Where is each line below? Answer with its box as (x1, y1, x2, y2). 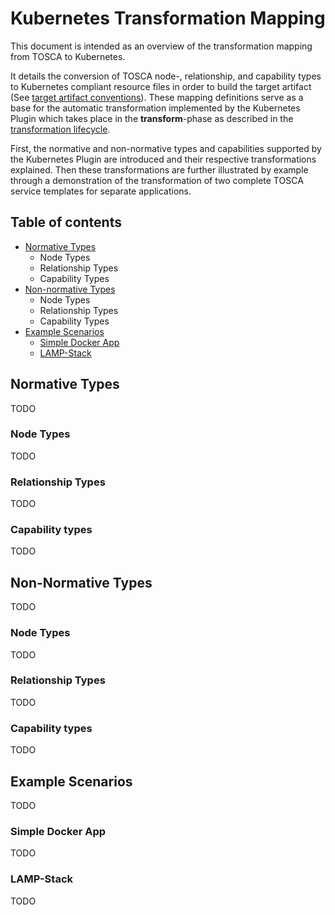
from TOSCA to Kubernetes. (10, 50, 126, 62)
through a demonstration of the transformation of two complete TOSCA (10, 174, 304, 186)
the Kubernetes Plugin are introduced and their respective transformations (10, 153, 317, 165)
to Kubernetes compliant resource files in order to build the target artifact (10, 80, 312, 92)
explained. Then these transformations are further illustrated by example (10, 163, 309, 176)
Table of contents (10, 214, 122, 231)
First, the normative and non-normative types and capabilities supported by (10, 142, 322, 154)
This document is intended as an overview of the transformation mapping (10, 40, 313, 52)
